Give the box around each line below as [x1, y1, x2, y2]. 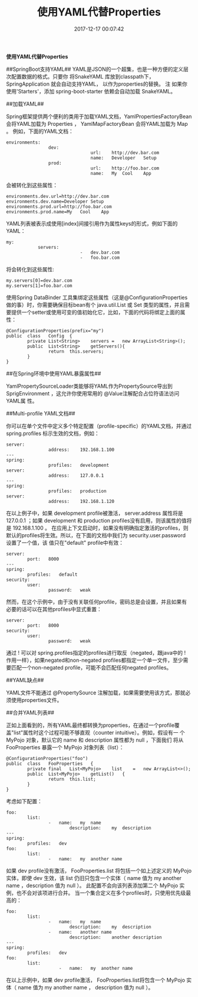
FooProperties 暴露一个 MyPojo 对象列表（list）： [6, 743, 124, 751]
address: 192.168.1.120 [48, 498, 115, 504]
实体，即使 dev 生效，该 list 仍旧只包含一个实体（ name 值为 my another [6, 874, 181, 881]
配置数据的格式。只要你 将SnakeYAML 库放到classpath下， [11, 73, 154, 80]
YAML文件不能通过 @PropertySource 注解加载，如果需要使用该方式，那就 [6, 689, 186, 696]
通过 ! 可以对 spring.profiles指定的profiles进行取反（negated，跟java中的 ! [6, 649, 186, 656]
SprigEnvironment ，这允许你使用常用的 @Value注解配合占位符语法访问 [6, 389, 180, 397]
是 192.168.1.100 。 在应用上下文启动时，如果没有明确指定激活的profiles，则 [6, 524, 189, 531]
